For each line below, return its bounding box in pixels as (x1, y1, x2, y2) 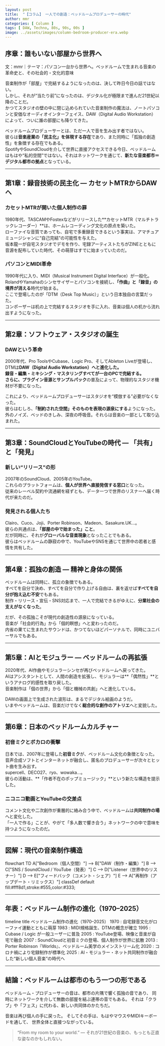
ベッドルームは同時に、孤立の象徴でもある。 (5, 579, 96, 585)
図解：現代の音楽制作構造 (5, 846, 82, 855)
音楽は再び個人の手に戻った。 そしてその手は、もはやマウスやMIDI (5, 1012, 140, 1018)
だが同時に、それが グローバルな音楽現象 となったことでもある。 (5, 532, 134, 538)
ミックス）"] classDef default (35, 878, 95, 885)
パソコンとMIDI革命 (5, 261, 52, 268)
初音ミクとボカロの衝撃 (5, 739, 60, 746)
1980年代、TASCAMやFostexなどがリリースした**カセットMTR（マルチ (5, 216, 151, 222)
